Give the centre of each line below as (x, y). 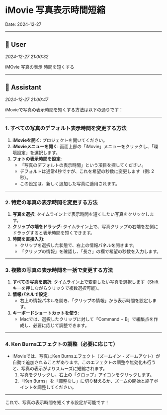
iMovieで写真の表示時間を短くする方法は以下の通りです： (64, 109)
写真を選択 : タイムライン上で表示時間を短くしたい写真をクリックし (81, 214)
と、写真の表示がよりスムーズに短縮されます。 (60, 368)
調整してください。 (57, 387)
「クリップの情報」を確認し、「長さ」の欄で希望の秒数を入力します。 (90, 251)
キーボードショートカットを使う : (46, 313)
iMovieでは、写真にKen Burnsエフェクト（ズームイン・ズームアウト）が (86, 356)
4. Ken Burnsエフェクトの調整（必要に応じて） (62, 344)
